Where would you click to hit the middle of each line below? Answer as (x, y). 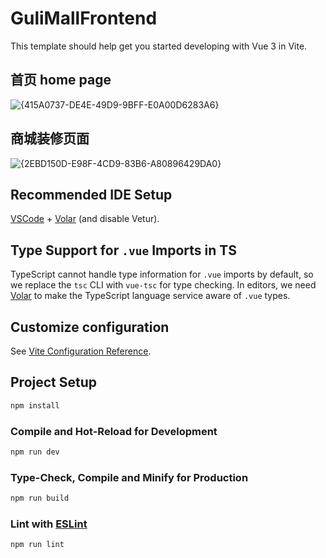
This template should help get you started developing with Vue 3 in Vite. (159, 46)
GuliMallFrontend (84, 18)
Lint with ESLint (49, 524)
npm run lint (37, 545)
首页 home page (61, 80)
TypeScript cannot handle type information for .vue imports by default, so (162, 274)
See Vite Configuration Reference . (81, 351)
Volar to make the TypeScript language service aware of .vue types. (150, 296)
